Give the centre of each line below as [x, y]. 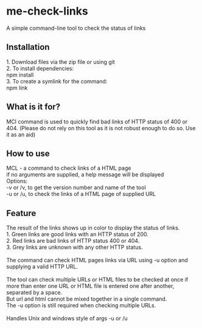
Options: [17, 181]
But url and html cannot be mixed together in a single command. [87, 299]
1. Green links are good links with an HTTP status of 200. [78, 234]
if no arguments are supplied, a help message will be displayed [85, 175]
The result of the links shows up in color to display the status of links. [93, 228]
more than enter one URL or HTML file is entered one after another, [90, 286]
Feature [21, 213]
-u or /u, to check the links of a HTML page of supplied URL [81, 194]
